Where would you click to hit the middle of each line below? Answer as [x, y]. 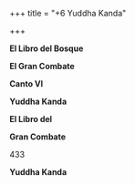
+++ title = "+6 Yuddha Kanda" [68, 13]
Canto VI [26, 84]
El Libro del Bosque [47, 48]
